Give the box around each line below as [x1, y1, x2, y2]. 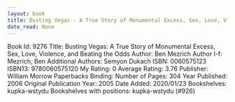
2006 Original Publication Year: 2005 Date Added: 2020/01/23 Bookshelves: [7, 80, 227, 88]
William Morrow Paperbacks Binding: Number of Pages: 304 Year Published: [7, 72, 228, 80]
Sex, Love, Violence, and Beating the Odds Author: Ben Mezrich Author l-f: [7, 50, 222, 58]
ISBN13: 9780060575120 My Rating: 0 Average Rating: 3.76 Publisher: [7, 64, 208, 73]
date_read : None [7, 23, 55, 30]
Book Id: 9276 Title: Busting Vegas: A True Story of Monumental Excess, [7, 43, 215, 51]
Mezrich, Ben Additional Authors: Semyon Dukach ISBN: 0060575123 [7, 57, 207, 66]
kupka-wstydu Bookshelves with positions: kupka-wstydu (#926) [7, 87, 196, 95]
